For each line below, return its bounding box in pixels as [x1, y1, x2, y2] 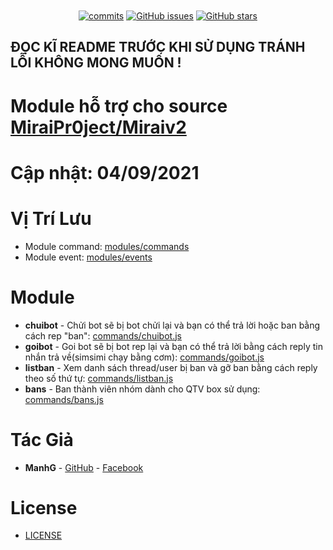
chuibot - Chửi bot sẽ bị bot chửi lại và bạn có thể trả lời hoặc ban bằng [24, 319, 321, 331]
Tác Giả [10, 428, 74, 451]
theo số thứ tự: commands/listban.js [24, 372, 174, 384]
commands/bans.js [24, 393, 104, 405]
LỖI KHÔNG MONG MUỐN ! [10, 54, 182, 72]
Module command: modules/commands [24, 240, 190, 252]
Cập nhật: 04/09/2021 [10, 161, 200, 184]
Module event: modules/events [24, 251, 153, 263]
